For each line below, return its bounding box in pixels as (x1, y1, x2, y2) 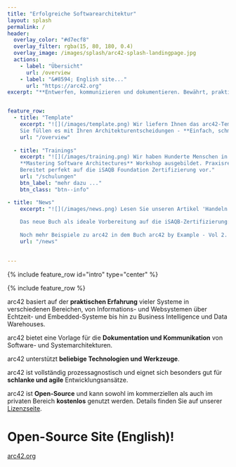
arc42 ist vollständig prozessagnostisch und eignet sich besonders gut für (7, 368, 223, 376)
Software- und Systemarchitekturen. (7, 340, 113, 349)
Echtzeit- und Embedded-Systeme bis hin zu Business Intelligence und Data (7, 312, 228, 321)
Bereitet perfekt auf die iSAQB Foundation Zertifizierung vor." (20, 167, 216, 174)
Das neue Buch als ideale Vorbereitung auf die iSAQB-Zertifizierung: (20, 219, 231, 226)
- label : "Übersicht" (20, 63, 83, 70)
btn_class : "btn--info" (20, 186, 90, 193)
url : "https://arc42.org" (25, 82, 102, 89)
